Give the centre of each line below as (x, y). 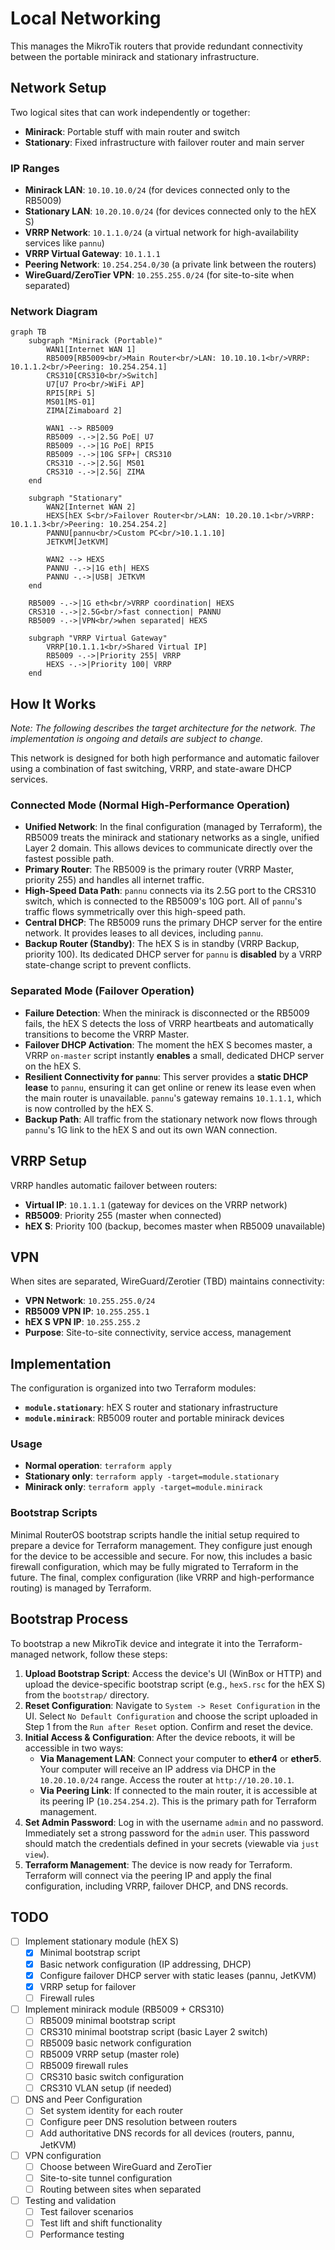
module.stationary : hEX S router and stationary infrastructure (151, 1408)
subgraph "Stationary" (75, 498)
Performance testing (82, 2234)
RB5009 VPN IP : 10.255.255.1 (87, 1311)
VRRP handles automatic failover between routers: (114, 1185)
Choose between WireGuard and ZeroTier (125, 2166)
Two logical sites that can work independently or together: (130, 112)
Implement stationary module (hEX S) (102, 1941)
